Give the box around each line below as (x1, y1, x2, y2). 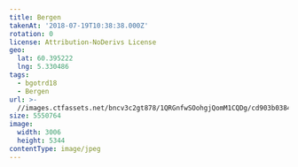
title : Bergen (9, 12, 62, 22)
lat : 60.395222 (17, 54, 74, 63)
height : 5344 (17, 136, 66, 145)
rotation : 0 (9, 29, 53, 38)
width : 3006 (17, 128, 62, 137)
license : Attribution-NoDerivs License (9, 37, 157, 47)
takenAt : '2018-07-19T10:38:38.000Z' (9, 21, 149, 30)
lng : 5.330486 (17, 63, 69, 72)
